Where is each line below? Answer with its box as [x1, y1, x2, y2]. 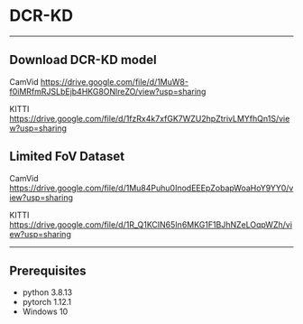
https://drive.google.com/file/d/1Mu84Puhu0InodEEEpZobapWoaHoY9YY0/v [9, 182, 294, 193]
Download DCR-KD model [9, 52, 157, 68]
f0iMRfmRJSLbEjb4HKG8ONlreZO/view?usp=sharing [9, 86, 207, 97]
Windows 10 [22, 306, 69, 317]
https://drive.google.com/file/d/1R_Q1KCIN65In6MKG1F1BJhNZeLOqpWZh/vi [9, 218, 293, 230]
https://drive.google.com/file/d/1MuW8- [40, 76, 189, 87]
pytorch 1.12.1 [22, 297, 72, 308]
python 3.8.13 [22, 287, 73, 298]
